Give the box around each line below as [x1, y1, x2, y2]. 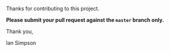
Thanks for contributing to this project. [6, 5, 100, 12]
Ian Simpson [6, 40, 36, 46]
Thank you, [6, 28, 34, 35]
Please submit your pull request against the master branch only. [6, 17, 165, 23]
